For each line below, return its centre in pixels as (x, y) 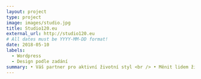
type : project (24, 17)
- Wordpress (27, 56)
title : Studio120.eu (32, 28)
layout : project (26, 12)
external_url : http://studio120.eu (51, 34)
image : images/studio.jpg (38, 23)
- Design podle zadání (40, 61)
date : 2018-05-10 (28, 45)
